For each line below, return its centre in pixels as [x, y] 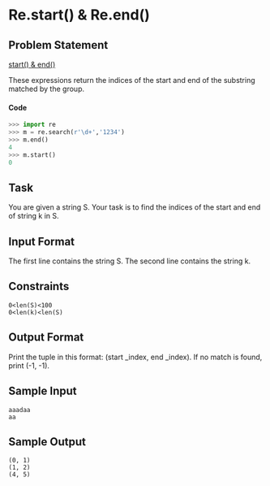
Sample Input [43, 391]
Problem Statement [58, 45]
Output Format [46, 338]
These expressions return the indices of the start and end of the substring [132, 80]
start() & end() [32, 64]
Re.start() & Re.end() [79, 15]
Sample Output [47, 442]
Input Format [42, 241]
